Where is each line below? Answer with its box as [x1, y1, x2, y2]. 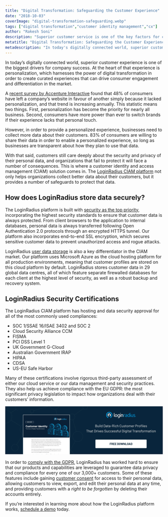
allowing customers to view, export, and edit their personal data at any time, [5, 480, 161, 486]
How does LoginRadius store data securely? [5, 193, 145, 202]
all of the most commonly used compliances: [5, 313, 97, 319]
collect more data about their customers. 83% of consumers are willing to [5, 132, 157, 138]
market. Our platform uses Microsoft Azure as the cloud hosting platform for [5, 253, 162, 260]
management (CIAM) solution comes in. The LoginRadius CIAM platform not [5, 168, 161, 174]
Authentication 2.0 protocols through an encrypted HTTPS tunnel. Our [5, 228, 150, 234]
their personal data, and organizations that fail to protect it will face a [5, 158, 147, 164]
